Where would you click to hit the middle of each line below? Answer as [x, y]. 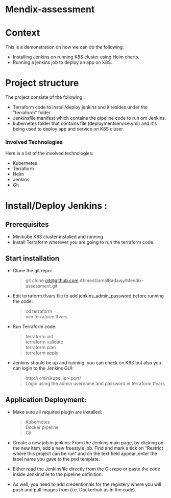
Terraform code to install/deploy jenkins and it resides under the [80, 107]
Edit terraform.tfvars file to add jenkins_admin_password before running [88, 296]
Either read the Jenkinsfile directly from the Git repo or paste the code [87, 469]
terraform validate [44, 342]
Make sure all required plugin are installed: [57, 412]
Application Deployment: [46, 399]
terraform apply [42, 353]
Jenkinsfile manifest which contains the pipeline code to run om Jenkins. [89, 118]
